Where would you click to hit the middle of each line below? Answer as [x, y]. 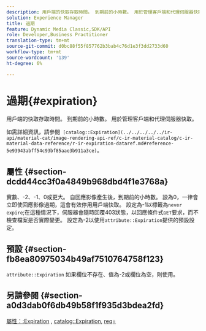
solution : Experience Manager [45, 18]
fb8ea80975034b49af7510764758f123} [85, 259]
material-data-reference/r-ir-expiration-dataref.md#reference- [90, 144]
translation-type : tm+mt [38, 40]
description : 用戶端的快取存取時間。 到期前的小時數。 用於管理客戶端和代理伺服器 [100, 12]
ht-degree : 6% [25, 63]
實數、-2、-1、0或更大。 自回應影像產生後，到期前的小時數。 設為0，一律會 [102, 197]
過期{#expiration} [52, 101]
